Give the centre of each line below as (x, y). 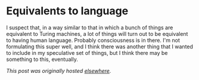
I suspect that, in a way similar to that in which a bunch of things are (90, 27)
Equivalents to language (67, 11)
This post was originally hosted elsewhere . (59, 70)
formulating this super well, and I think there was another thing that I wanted (100, 47)
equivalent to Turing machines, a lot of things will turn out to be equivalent (97, 33)
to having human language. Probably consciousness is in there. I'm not (93, 40)
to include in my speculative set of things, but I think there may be (87, 53)
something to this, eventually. (42, 59)
